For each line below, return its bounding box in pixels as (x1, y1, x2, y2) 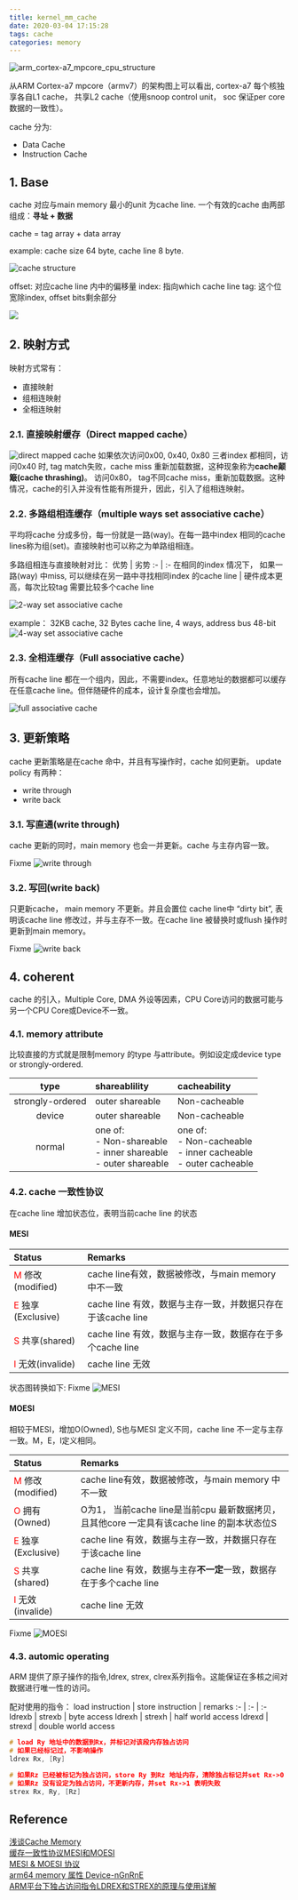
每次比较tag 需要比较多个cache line (24, 581, 154, 592)
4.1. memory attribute (9, 1028, 104, 1040)
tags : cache (9, 29, 53, 38)
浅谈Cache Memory (9, 1837, 82, 1848)
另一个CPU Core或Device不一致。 (9, 1005, 133, 1015)
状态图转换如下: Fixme (9, 1382, 90, 1392)
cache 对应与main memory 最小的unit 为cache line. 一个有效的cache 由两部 (9, 199, 286, 210)
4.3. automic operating (9, 1650, 110, 1663)
